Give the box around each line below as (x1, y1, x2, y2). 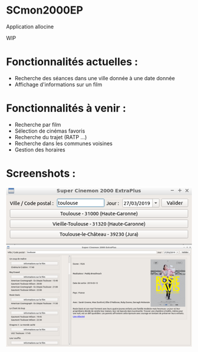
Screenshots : (6, 167, 76, 180)
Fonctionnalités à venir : (6, 101, 127, 115)
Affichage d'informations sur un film (14, 81, 103, 88)
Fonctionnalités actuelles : (6, 55, 138, 68)
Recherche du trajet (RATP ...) (14, 133, 87, 140)
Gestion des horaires (14, 146, 66, 153)
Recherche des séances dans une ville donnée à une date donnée (14, 74, 175, 81)
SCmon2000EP (6, 4, 84, 17)
